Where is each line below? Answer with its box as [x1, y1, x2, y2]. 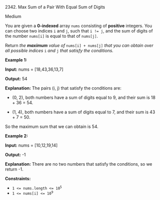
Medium [5, 14, 22, 19]
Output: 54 [5, 76, 28, 81]
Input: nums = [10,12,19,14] [5, 142, 58, 148]
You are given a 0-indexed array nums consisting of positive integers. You [5, 23, 153, 29]
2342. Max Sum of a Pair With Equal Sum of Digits [5, 4, 105, 10]
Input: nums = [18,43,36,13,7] [5, 66, 64, 72]
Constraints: [5, 176, 31, 181]
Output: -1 [5, 152, 26, 157]
